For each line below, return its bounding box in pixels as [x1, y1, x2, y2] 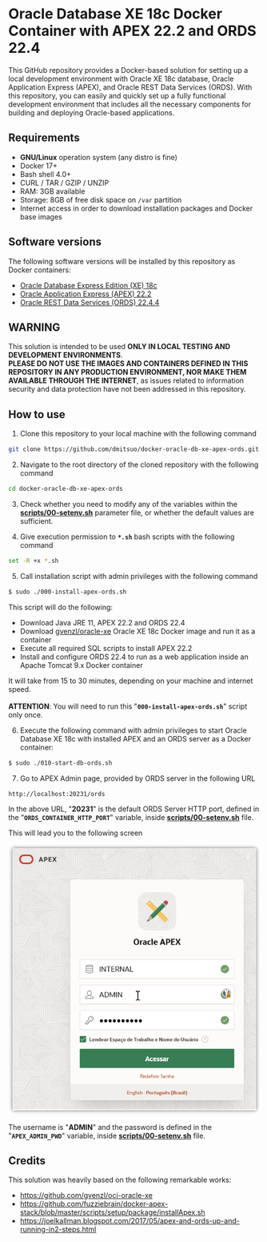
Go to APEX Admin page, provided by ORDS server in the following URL [19, 774, 256, 783]
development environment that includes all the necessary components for [8, 99, 252, 109]
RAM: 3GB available [19, 186, 86, 196]
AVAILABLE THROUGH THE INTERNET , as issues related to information [8, 376, 245, 385]
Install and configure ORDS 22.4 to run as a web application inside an [19, 652, 249, 661]
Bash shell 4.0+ [19, 169, 72, 179]
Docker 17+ [19, 161, 58, 171]
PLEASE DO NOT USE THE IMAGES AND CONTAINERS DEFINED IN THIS [8, 359, 249, 368]
